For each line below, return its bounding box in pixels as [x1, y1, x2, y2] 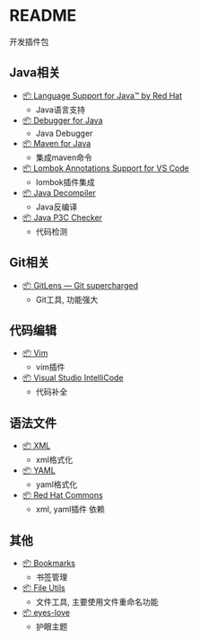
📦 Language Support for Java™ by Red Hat [22, 90, 183, 101]
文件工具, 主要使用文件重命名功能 [35, 597, 159, 607]
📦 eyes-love [22, 608, 70, 618]
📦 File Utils [22, 582, 65, 593]
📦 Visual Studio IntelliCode [22, 372, 124, 383]
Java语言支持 [35, 104, 85, 115]
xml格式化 [35, 455, 74, 466]
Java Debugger [35, 128, 93, 138]
